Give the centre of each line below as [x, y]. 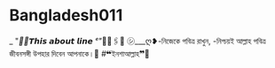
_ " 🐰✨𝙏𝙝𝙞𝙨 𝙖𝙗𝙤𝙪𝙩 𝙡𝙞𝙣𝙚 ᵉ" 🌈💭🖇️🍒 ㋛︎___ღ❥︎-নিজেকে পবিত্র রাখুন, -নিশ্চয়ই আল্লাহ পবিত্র [137, 41]
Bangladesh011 [66, 15]
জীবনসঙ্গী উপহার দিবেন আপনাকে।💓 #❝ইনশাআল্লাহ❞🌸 [79, 53]
